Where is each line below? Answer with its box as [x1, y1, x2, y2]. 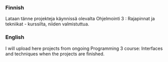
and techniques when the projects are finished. [5, 50, 105, 57]
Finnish [5, 4, 25, 11]
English [5, 34, 25, 41]
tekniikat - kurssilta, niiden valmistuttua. [5, 21, 90, 27]
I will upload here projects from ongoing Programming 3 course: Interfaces [5, 45, 163, 51]
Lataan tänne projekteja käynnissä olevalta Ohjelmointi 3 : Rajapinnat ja [5, 16, 155, 22]
